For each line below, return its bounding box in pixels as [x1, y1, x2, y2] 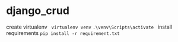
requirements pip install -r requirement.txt [6, 29, 120, 36]
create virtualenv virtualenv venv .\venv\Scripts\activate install [6, 23, 173, 30]
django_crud [6, 4, 70, 17]
